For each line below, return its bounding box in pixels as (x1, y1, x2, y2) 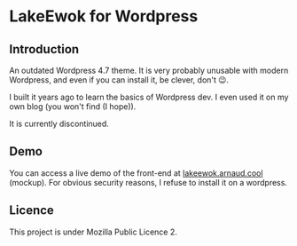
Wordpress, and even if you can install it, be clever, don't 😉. (9, 75, 229, 85)
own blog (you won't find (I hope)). (9, 101, 137, 112)
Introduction (9, 42, 80, 57)
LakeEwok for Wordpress (9, 6, 199, 27)
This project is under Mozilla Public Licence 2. (9, 226, 177, 237)
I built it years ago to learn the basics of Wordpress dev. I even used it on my (9, 91, 289, 102)
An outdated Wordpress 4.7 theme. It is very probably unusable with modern (9, 65, 289, 75)
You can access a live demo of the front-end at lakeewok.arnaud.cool (9, 167, 263, 179)
